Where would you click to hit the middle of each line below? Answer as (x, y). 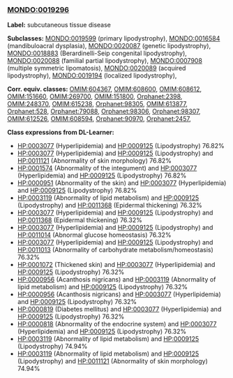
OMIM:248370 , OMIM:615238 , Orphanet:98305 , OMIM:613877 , (98, 104)
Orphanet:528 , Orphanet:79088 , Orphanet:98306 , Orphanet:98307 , (104, 111)
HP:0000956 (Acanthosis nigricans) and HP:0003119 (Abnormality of (116, 279)
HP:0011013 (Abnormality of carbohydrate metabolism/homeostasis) (115, 250)
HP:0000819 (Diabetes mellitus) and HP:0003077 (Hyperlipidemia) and (119, 310)
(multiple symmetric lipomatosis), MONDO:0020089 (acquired (97, 68)
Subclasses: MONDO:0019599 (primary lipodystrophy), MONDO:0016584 (114, 38)
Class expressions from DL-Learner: (61, 132)
